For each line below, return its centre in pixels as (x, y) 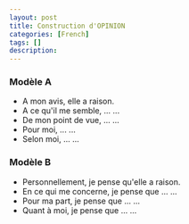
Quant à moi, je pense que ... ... (79, 210)
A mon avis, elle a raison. (68, 101)
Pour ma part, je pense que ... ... (81, 201)
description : (33, 51)
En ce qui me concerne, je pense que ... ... (99, 191)
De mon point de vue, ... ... (71, 120)
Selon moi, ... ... (51, 139)
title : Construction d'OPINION (67, 26)
